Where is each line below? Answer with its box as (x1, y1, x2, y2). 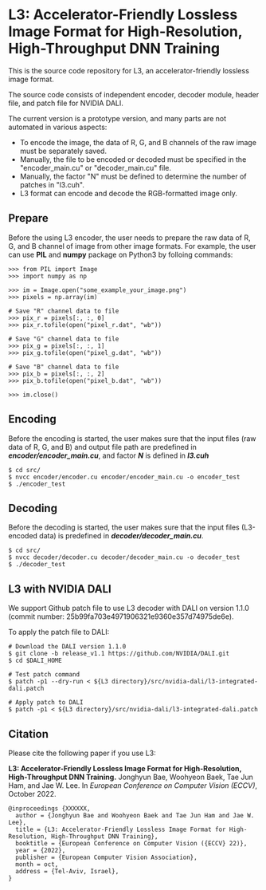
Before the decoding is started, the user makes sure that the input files (8, 522, 241, 532)
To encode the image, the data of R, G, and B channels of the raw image (19, 137, 257, 147)
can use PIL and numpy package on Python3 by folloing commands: (8, 250, 233, 259)
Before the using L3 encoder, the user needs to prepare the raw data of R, (8, 233, 251, 242)
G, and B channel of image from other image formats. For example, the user (8, 241, 256, 250)
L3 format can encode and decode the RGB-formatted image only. (19, 188, 237, 198)
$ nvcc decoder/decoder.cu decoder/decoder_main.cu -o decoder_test (8, 553, 241, 561)
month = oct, (15, 860, 59, 868)
